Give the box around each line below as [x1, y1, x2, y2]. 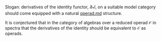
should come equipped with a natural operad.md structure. [5, 10, 122, 16]
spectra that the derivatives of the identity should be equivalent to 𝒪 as [5, 25, 146, 31]
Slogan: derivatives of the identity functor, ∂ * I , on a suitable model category [5, 4, 156, 11]
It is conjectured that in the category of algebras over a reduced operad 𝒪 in [5, 19, 157, 26]
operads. [5, 30, 23, 36]
